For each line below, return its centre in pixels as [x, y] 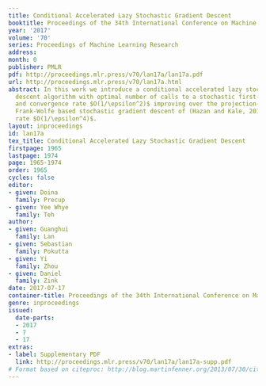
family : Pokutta [42, 251]
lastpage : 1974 [33, 155]
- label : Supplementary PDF [55, 355]
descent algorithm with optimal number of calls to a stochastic [125, 97]
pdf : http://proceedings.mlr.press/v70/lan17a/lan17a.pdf [106, 75]
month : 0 [23, 60]
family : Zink [37, 281]
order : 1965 [28, 170]
